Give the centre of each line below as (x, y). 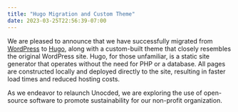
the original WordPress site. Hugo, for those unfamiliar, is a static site (109, 56)
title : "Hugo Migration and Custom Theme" (71, 14)
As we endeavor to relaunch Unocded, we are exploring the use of (105, 93)
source (18, 100)
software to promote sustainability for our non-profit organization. (126, 100)
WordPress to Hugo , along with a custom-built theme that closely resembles (119, 49)
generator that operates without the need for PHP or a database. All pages (117, 63)
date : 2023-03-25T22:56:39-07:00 (57, 21)
